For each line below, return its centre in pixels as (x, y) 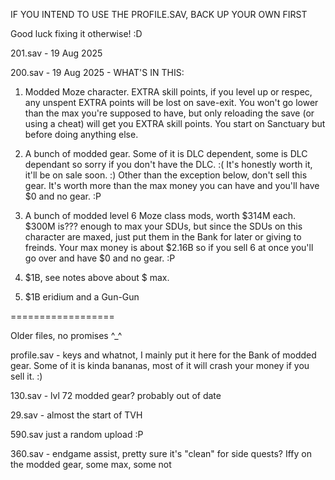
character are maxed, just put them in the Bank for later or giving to (163, 237)
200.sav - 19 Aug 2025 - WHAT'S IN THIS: (97, 72)
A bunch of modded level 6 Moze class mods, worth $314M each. (160, 215)
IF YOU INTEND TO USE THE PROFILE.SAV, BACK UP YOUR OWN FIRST (159, 14)
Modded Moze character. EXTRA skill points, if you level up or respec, (168, 92)
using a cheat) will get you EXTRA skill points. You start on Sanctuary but (175, 123)
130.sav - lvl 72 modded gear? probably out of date (116, 395)
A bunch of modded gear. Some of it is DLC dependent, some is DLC (166, 153)
